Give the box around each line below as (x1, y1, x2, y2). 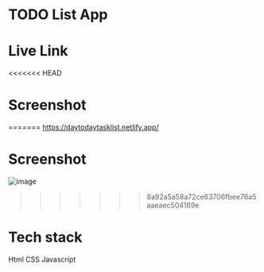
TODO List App (8, 6, 108, 24)
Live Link (8, 42, 69, 60)
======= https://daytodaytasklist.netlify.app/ (8, 122, 159, 132)
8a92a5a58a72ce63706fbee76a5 (146, 192, 257, 201)
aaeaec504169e (146, 200, 200, 210)
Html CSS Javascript (8, 255, 76, 264)
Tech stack (8, 228, 83, 247)
